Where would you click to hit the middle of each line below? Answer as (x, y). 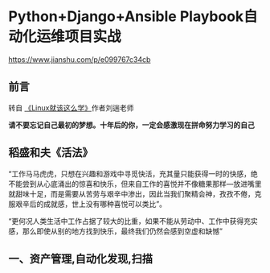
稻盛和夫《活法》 (51, 153)
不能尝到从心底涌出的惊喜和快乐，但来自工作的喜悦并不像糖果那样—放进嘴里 (135, 184)
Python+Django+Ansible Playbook (126, 17)
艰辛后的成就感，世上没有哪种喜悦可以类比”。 (91, 204)
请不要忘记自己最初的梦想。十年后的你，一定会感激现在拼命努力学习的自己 (131, 125)
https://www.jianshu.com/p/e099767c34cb (80, 59)
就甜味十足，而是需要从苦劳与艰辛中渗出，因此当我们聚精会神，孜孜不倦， (131, 193)
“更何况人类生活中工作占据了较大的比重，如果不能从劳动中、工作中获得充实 (133, 221)
